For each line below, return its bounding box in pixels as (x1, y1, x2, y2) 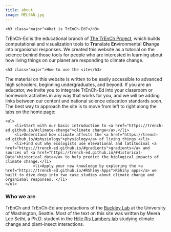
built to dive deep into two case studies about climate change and (5, 172, 155, 177)
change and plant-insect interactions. (5, 221, 84, 227)
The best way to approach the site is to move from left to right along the (5, 103, 157, 109)
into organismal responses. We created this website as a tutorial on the (5, 46, 155, 52)
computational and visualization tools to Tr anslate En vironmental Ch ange (5, 40, 160, 47)
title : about (5, 7, 33, 13)
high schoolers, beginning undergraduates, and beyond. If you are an (5, 81, 152, 88)
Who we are (5, 193, 36, 200)
